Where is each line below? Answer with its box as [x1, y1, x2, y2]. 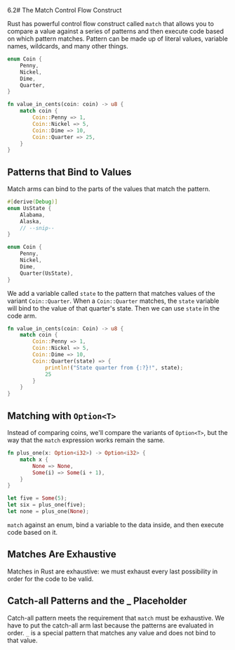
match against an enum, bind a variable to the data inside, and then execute [7, 520, 224, 529]
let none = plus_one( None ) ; [7, 508, 90, 515]
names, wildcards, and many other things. [7, 42, 128, 50]
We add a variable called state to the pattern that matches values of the [7, 289, 215, 297]
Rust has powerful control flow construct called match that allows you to [7, 20, 214, 27]
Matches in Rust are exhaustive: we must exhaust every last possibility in [7, 567, 218, 576]
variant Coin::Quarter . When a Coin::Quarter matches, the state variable [7, 297, 220, 305]
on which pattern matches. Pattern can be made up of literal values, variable [7, 34, 228, 43]
